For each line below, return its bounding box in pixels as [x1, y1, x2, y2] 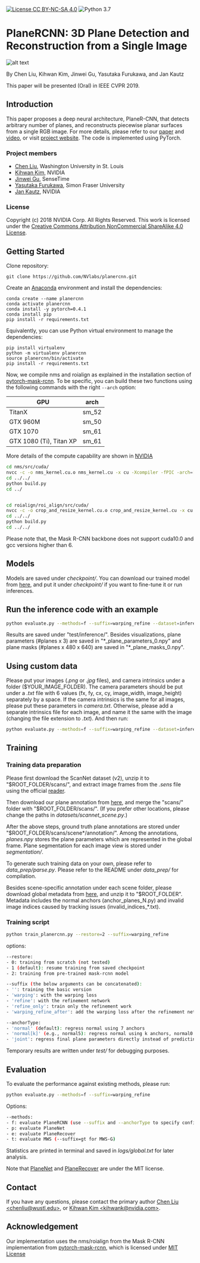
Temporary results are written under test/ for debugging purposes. [6, 1047, 170, 1054]
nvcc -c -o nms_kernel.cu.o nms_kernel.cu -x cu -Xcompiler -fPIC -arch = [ [6, 470, 196, 475]
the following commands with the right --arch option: [6, 384, 136, 391]
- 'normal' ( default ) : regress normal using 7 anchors [6, 1025, 145, 1032]
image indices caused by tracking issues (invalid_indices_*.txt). [6, 903, 161, 910]
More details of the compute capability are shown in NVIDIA [6, 452, 153, 459]
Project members [6, 149, 58, 158]
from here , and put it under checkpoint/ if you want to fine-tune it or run [6, 580, 183, 588]
